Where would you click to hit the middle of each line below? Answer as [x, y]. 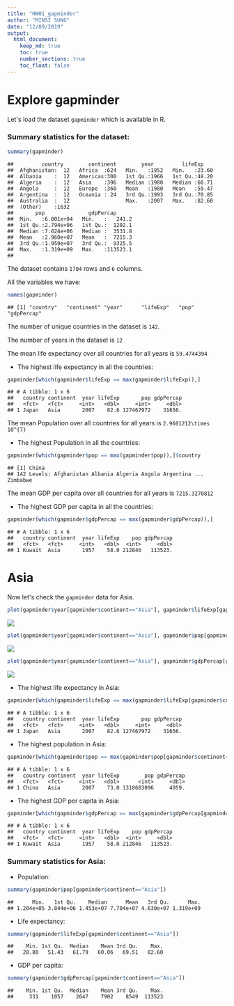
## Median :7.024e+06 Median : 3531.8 [70, 231]
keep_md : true [40, 46]
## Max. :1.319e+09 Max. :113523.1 [70, 249]
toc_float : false [45, 65]
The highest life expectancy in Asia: [68, 687]
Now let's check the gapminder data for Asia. [71, 597]
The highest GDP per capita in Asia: [68, 801]
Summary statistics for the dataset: [69, 137]
